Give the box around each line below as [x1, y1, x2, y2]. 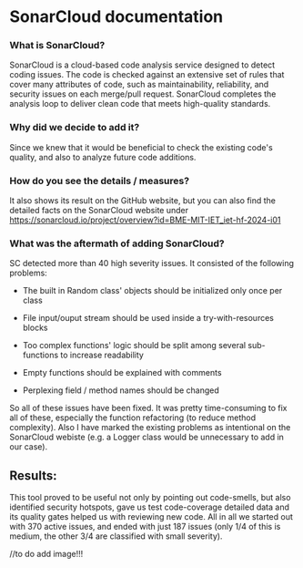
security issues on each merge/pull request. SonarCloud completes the [9, 88, 277, 99]
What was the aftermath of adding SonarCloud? [9, 237, 225, 250]
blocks [22, 322, 48, 334]
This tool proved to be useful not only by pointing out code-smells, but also [9, 492, 291, 503]
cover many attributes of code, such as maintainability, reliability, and [9, 79, 269, 90]
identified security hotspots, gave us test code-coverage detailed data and [9, 501, 289, 512]
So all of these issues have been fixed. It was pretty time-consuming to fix [9, 403, 288, 414]
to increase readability [60, 349, 144, 361]
